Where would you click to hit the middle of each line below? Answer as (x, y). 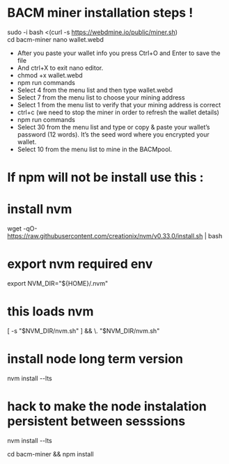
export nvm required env (80, 264)
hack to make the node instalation (107, 407)
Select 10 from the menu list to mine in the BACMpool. (95, 149)
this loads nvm (50, 312)
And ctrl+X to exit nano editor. (60, 68)
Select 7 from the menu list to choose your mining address (101, 97)
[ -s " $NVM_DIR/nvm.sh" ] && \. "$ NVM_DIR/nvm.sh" (84, 331)
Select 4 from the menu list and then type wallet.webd (95, 90)
